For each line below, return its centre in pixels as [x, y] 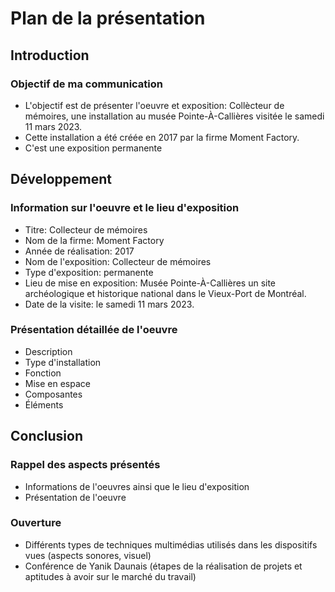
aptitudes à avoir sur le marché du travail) [110, 576]
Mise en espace [57, 383]
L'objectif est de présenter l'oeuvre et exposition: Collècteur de [154, 105]
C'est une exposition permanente [93, 148]
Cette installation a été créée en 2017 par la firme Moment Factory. [162, 137]
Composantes [53, 394]
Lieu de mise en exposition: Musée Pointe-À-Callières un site [150, 283]
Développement [61, 179]
